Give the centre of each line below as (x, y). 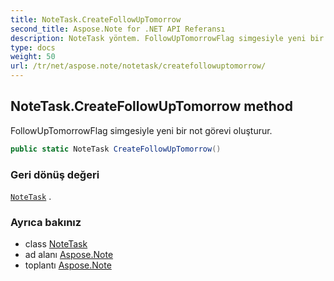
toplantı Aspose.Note (68, 265)
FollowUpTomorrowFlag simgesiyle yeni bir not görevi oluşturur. (141, 130)
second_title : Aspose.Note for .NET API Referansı (118, 29)
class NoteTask (56, 244)
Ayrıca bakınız (46, 222)
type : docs (33, 47)
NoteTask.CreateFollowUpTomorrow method (151, 106)
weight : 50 (33, 57)
